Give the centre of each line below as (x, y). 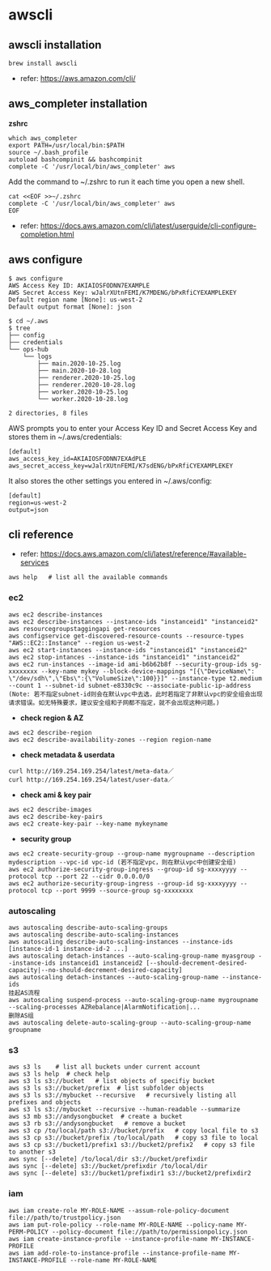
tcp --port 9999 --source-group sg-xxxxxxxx (117, 890)
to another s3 (32, 1152)
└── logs (38, 356)
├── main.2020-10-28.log (79, 370)
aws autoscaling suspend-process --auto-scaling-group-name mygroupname (133, 1000)
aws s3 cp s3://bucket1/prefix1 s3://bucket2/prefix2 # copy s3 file (131, 1145)
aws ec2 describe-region (50, 732)
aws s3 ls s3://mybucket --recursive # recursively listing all (123, 1095)
